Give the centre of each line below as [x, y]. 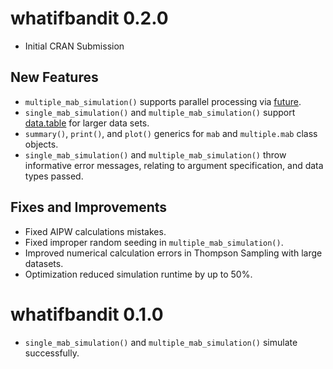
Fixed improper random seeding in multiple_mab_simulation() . [154, 242]
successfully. [52, 353]
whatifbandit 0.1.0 [87, 314]
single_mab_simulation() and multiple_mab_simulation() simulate [161, 342]
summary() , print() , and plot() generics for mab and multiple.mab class [171, 133]
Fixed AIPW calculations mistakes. [95, 231]
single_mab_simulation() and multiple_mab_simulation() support [160, 112]
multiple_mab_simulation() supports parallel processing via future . [163, 101]
